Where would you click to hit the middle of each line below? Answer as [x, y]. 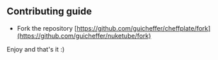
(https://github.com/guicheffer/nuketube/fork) [84, 36]
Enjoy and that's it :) [36, 49]
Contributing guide [50, 12]
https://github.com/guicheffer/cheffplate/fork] [144, 28]
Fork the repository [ [47, 28]
